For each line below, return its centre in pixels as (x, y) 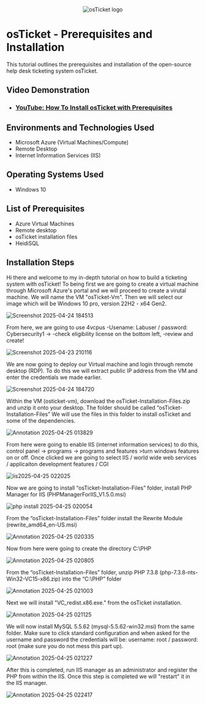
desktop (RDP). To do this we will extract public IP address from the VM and (102, 370)
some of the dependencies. (41, 420)
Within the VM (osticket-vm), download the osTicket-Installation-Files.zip (99, 401)
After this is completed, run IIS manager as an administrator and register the (102, 670)
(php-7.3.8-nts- (179, 572)
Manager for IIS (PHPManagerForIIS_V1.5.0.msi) (66, 494)
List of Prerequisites (46, 209)
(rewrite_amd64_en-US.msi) (42, 525)
